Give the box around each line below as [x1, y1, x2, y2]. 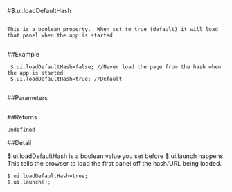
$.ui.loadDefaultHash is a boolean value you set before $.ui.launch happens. [7, 152, 225, 160]
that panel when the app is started [7, 32, 113, 39]
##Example [7, 50, 40, 58]
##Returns [7, 113, 37, 121]
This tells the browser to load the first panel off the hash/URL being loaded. [7, 160, 222, 167]
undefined [7, 126, 36, 133]
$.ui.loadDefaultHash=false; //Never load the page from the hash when [10, 64, 222, 70]
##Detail [7, 139, 32, 146]
